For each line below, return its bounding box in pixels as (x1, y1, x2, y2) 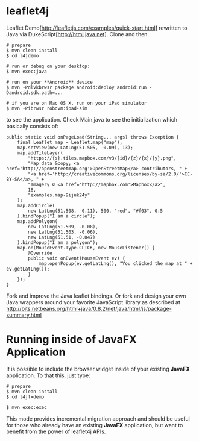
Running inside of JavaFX (6, 333, 137, 346)
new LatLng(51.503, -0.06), (28, 229, 98, 235)
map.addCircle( (17, 202, 55, 208)
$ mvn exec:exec (6, 404, 47, 410)
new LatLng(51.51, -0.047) (28, 234, 96, 240)
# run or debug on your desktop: (6, 63, 90, 69)
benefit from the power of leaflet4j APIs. (6, 428, 106, 435)
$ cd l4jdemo (6, 52, 39, 58)
